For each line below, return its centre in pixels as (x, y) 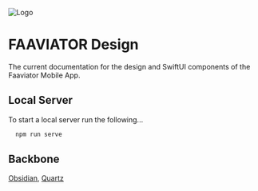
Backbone (34, 159)
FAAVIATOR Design (73, 45)
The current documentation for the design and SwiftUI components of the (129, 66)
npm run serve (39, 134)
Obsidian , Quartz (36, 178)
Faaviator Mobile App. (44, 75)
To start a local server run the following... (76, 119)
